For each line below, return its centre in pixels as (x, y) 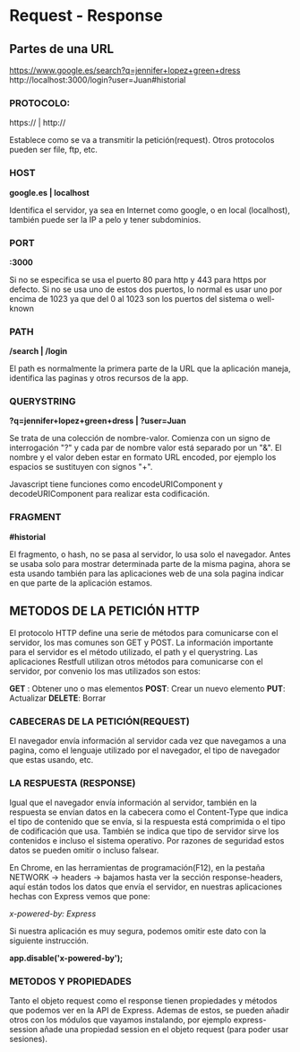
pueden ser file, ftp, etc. (54, 150)
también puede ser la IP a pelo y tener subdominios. (105, 219)
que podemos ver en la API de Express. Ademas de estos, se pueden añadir (149, 1011)
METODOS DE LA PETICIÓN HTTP (104, 611)
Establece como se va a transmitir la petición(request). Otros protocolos (142, 140)
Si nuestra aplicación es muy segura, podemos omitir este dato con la (138, 932)
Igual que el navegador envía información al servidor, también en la (133, 803)
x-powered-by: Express (53, 914)
